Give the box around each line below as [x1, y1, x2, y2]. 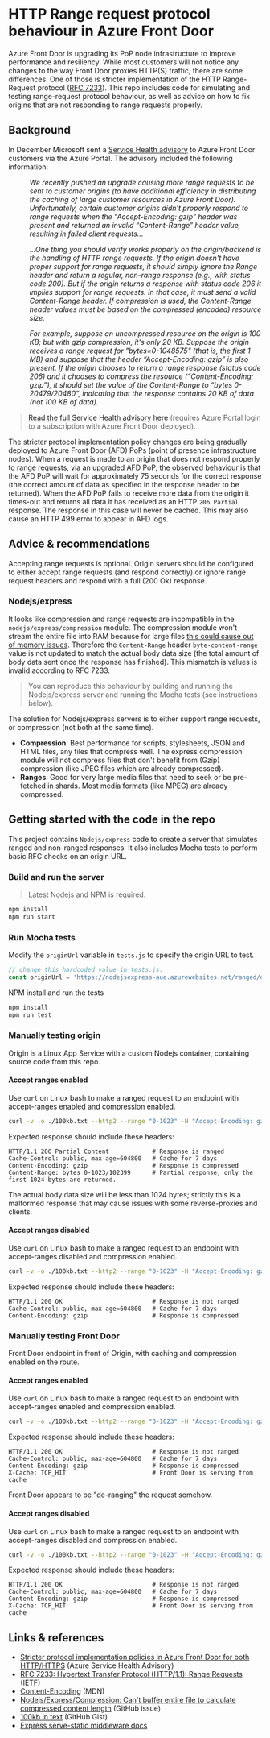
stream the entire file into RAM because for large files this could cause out [8, 631, 255, 641]
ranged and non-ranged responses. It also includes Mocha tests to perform [8, 843, 258, 852]
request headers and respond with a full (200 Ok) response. [8, 575, 207, 585]
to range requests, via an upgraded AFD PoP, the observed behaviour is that [8, 462, 261, 472]
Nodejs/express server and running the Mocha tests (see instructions [27, 690, 259, 699]
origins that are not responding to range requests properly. [8, 100, 202, 110]
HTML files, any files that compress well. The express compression [19, 746, 243, 756]
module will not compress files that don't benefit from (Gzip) [19, 755, 220, 765]
